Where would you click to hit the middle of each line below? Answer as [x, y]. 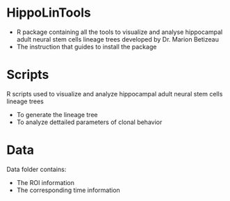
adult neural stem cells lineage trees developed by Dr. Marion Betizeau [118, 39]
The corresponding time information [68, 190]
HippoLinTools [49, 13]
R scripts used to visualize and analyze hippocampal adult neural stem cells [115, 94]
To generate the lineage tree [57, 114]
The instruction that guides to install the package [87, 46]
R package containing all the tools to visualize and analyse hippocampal [120, 32]
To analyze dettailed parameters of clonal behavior [89, 122]
